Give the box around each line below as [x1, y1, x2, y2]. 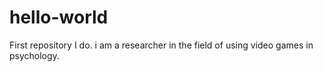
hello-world [9, 6, 109, 29]
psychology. [9, 49, 60, 61]
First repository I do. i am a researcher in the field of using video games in [9, 39, 314, 51]
